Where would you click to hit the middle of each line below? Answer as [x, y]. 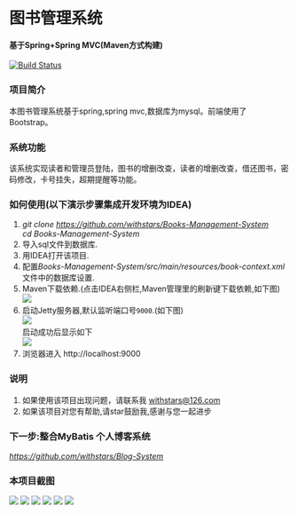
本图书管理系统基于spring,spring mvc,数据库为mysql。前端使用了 [128, 111]
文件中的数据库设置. [58, 278]
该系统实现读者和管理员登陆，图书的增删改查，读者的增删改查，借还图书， [145, 168]
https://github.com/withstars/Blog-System [86, 456]
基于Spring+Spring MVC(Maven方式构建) [86, 44]
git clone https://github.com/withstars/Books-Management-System [145, 225]
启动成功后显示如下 [57, 332]
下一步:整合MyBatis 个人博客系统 [80, 436]
